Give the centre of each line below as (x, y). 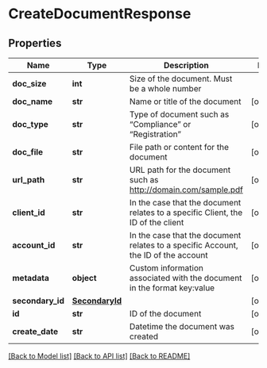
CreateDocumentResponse (100, 14)
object (84, 278)
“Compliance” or (161, 124)
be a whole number (166, 88)
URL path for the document (180, 170)
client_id (29, 213)
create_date (35, 332)
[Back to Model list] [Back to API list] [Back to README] (99, 356)
